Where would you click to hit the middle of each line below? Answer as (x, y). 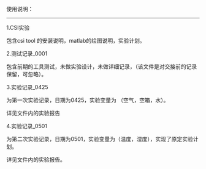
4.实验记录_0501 (27, 126)
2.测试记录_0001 (27, 53)
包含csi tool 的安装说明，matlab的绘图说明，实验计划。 (76, 41)
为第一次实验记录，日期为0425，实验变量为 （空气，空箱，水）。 (88, 100)
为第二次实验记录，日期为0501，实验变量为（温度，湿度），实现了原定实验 (100, 139)
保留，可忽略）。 (27, 74)
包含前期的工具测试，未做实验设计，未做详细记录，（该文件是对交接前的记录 (102, 67)
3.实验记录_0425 (27, 87)
